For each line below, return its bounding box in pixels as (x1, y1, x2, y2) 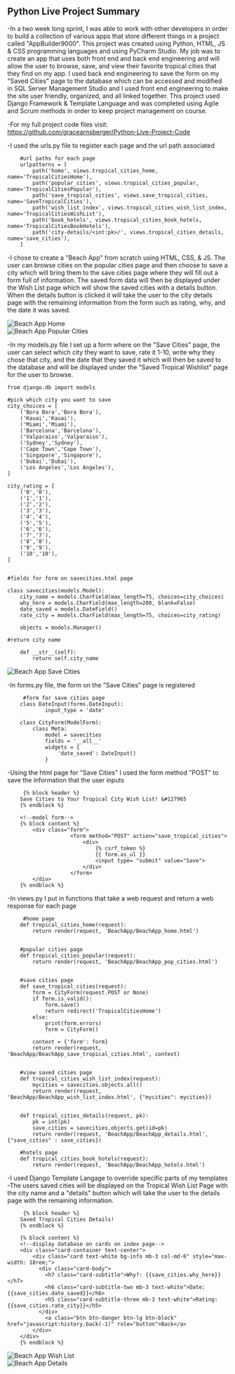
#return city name (7, 636, 61, 643)
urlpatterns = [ (20, 161, 68, 168)
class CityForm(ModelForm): (20, 719, 102, 726)
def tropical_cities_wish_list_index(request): (20, 1075, 161, 1082)
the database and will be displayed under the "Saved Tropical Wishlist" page (7, 362, 229, 371)
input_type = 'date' (44, 706, 105, 713)
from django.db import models (7, 383, 96, 391)
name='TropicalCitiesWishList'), (7, 210, 105, 217)
